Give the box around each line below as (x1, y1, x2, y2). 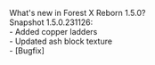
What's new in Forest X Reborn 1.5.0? (9, 8, 146, 18)
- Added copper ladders (9, 27, 98, 37)
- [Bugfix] (9, 45, 45, 56)
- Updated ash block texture (9, 36, 113, 46)
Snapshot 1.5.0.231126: (9, 17, 94, 28)
